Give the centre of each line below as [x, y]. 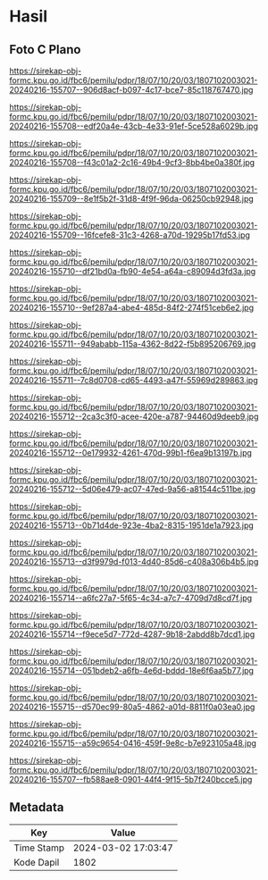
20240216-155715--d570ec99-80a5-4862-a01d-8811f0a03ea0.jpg [132, 707]
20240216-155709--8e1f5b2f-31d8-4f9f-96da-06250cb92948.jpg [132, 199]
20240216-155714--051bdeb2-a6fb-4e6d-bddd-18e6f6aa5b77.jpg [132, 670]
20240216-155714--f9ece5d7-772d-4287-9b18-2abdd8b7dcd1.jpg [132, 634]
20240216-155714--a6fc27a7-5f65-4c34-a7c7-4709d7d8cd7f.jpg [131, 598]
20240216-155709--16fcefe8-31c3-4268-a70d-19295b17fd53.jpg [130, 235]
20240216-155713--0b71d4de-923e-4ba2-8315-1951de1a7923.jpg [132, 525]
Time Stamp [39, 848]
